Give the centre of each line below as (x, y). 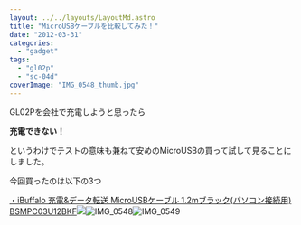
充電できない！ (37, 131)
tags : (19, 60)
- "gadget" (38, 52)
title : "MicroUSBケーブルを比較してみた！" (84, 26)
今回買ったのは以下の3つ (56, 181)
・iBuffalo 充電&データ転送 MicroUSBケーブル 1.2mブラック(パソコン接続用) (150, 200)
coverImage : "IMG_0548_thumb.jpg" (75, 85)
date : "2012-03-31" (46, 34)
